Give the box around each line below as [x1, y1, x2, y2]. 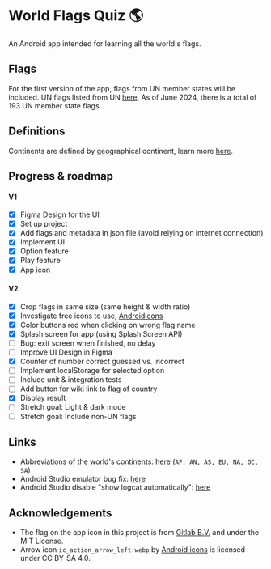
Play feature [19, 256, 61, 265]
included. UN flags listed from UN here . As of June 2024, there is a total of [8, 92, 257, 102]
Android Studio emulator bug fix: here [19, 474, 146, 484]
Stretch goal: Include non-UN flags [19, 411, 137, 421]
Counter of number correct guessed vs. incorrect [19, 357, 184, 367]
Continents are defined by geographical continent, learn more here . [8, 146, 233, 155]
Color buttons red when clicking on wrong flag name [19, 320, 196, 329]
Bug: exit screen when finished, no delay [19, 338, 156, 348]
